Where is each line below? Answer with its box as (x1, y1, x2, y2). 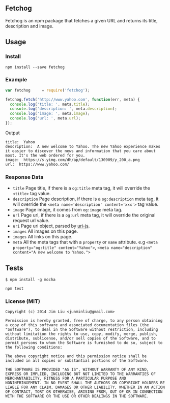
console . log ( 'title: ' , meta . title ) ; (10, 102, 90, 107)
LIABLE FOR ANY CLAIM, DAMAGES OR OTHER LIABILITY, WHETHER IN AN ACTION (5, 385, 165, 390)
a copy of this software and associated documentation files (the (5, 323, 149, 328)
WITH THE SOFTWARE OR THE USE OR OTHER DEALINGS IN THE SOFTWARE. (5, 394, 149, 399)
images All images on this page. (12, 228, 78, 234)
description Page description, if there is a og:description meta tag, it (12, 196, 159, 202)
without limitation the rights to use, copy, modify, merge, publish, (5, 331, 158, 337)
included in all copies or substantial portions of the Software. (5, 358, 149, 363)
